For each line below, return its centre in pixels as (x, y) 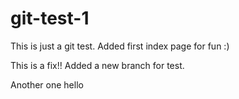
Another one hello (47, 84)
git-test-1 (50, 18)
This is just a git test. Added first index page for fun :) (120, 46)
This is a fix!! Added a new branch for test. (97, 65)
